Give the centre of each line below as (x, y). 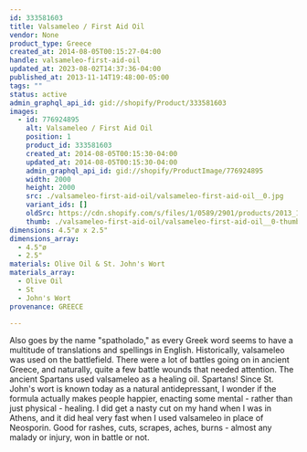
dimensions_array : (44, 238)
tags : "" (26, 86)
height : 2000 (51, 188)
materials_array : (42, 273)
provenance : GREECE (47, 307)
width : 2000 (48, 179)
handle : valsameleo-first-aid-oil (75, 60)
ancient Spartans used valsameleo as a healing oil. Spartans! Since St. (142, 379)
